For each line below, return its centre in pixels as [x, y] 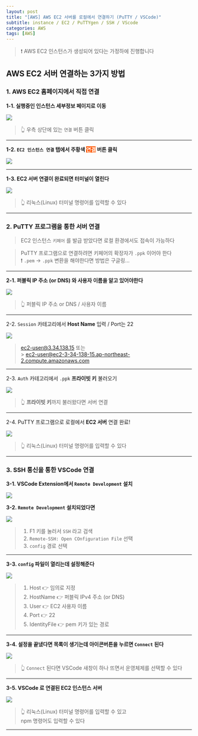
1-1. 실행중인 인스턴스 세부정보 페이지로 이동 [56, 106]
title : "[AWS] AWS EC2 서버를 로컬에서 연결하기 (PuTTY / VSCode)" [84, 17]
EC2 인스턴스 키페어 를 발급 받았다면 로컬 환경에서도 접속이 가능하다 [98, 241]
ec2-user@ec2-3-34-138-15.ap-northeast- [78, 354]
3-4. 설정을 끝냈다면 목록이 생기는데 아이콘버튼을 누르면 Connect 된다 [85, 644]
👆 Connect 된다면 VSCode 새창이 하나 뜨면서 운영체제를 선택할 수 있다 [101, 668]
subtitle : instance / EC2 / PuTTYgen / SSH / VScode [72, 22]
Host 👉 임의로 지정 [52, 588]
